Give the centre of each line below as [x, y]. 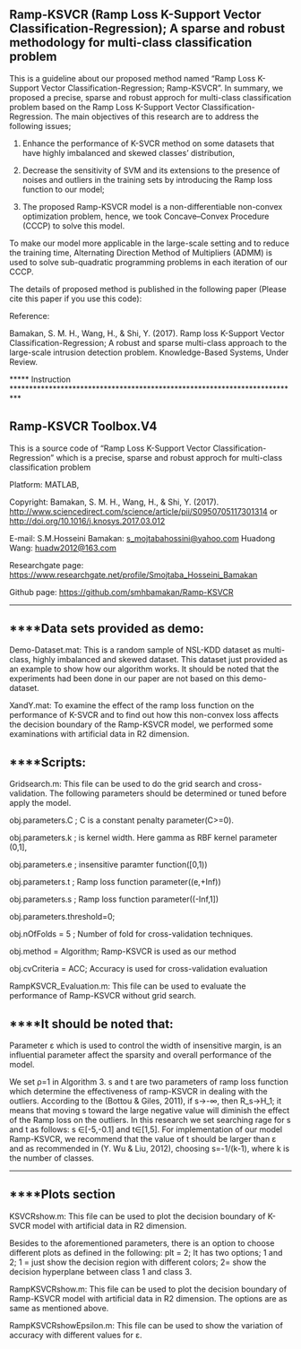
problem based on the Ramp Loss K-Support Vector [104, 107]
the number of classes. [52, 1158]
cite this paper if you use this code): [76, 298]
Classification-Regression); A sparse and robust [147, 29]
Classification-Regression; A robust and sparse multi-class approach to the [148, 342]
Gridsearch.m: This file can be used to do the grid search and [123, 784]
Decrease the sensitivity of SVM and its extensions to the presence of [151, 170]
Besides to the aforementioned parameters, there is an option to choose [142, 1243]
